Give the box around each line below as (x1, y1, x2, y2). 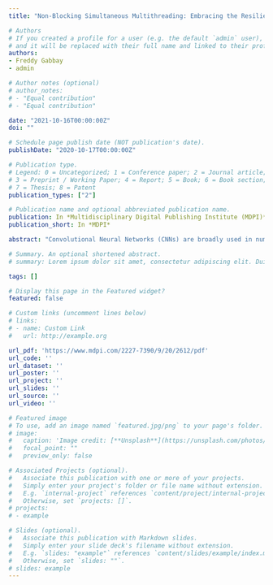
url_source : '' (8, 392, 60, 400)
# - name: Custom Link (8, 324, 85, 332)
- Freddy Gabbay (8, 57, 63, 65)
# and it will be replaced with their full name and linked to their (8, 41, 249, 50)
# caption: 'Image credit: (8, 436, 107, 445)
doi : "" (8, 123, 35, 132)
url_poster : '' (8, 369, 60, 378)
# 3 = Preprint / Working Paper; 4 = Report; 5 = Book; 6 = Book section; (8, 175, 267, 184)
